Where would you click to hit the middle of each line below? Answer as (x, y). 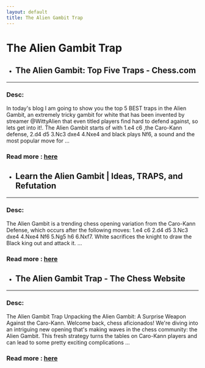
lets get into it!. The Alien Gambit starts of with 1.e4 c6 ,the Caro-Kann (94, 127)
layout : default (27, 12)
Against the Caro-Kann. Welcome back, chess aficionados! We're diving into (102, 323)
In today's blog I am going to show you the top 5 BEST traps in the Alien (96, 108)
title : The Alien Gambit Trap (45, 18)
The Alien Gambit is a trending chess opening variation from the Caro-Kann (101, 223)
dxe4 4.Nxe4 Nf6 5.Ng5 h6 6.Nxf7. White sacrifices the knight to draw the (99, 237)
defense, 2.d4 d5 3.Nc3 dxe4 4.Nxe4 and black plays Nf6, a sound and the (101, 134)
